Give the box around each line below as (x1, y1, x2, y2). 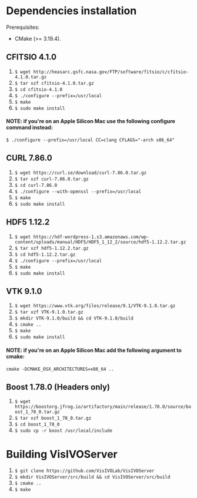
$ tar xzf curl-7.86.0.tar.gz (14, 176, 89, 182)
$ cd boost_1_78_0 (14, 421, 60, 428)
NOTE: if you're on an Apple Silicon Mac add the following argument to (6, 347, 182, 354)
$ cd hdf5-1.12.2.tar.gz (14, 252, 76, 258)
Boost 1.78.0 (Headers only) (6, 382, 111, 392)
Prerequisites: (6, 24, 40, 31)
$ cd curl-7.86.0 (14, 182, 58, 188)
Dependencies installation (6, 4, 137, 18)
